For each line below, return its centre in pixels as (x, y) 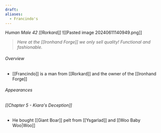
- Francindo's (24, 19)
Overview (15, 58)
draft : (12, 10)
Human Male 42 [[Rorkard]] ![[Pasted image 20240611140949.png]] (74, 33)
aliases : (14, 14)
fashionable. (30, 47)
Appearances (19, 90)
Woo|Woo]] (24, 126)
